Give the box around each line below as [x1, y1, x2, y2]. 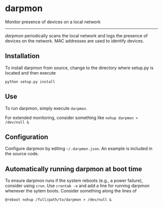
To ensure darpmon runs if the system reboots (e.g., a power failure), [5, 177, 143, 184]
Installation [5, 52, 40, 60]
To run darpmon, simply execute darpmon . [5, 105, 87, 111]
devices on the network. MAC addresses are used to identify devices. [5, 38, 144, 44]
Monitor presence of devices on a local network [5, 19, 101, 25]
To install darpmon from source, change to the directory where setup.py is [5, 65, 154, 71]
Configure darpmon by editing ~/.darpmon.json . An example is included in [5, 146, 153, 151]
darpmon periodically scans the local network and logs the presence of [5, 32, 148, 39]
